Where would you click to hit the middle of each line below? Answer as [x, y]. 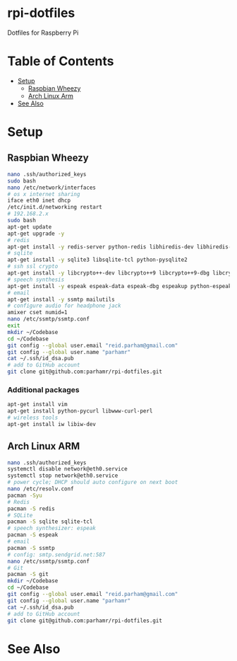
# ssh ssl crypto [33, 267]
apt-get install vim [38, 405]
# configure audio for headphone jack [64, 306]
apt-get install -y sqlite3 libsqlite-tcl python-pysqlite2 [98, 260]
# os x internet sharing [44, 194]
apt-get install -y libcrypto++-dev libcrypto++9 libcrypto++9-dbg [109, 273]
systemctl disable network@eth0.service [68, 469]
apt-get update [30, 227]
